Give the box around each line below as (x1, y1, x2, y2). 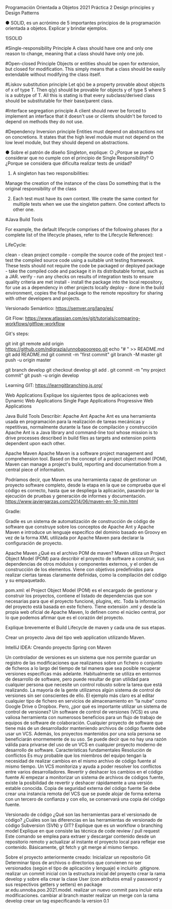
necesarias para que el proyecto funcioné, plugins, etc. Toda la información (5, 598, 165, 604)
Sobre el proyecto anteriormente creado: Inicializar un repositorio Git (5, 854, 150, 860)
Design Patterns (5, 10, 40, 16)
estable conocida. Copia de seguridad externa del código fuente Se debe (5, 785, 161, 791)
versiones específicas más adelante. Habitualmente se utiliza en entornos (5, 671, 161, 676)
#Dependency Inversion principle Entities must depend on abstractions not (5, 128, 164, 134)
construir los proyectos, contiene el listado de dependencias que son (5, 593, 151, 598)
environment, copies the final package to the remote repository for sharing (5, 290, 163, 296)
